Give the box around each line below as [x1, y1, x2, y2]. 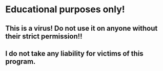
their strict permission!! [5, 32, 83, 40]
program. [5, 57, 36, 66]
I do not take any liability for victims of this [5, 49, 144, 58]
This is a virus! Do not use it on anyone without [5, 24, 158, 33]
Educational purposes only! [5, 4, 125, 15]
